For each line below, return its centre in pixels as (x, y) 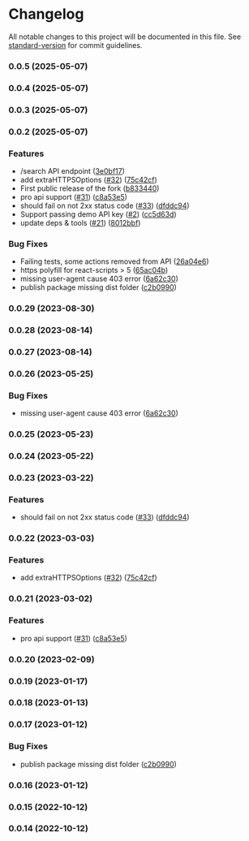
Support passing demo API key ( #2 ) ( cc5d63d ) (98, 214)
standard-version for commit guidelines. (75, 45)
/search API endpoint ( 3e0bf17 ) (73, 170)
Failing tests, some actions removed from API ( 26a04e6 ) (114, 261)
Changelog (46, 14)
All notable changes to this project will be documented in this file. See (125, 37)
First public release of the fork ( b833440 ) (90, 188)
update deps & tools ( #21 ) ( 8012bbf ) (80, 222)
